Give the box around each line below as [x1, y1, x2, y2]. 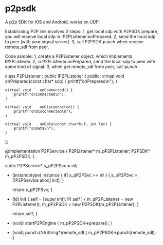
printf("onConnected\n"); [14, 92, 67, 97]
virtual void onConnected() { [5, 87, 73, 92]
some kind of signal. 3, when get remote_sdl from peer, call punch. [5, 64, 139, 70]
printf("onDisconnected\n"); [14, 109, 73, 114]
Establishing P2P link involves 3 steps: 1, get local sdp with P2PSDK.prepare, [5, 28, 159, 34]
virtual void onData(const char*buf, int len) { [5, 122, 112, 126]
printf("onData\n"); [14, 126, 55, 131]
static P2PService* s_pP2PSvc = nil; [5, 162, 78, 168]
